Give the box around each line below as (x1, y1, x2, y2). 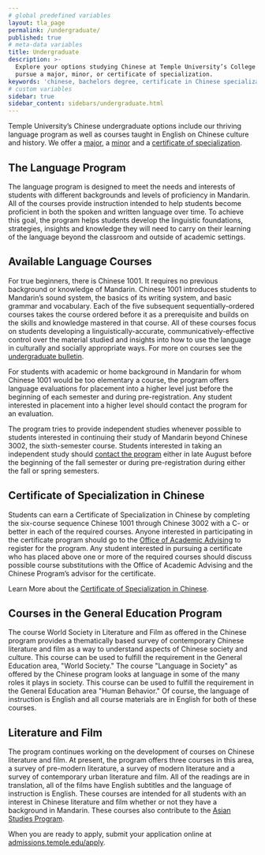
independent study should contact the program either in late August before (8, 449, 252, 459)
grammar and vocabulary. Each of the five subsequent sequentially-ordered (8, 301, 255, 310)
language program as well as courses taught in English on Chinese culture (8, 129, 249, 139)
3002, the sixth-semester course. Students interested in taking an (8, 441, 222, 450)
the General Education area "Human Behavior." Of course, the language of (8, 686, 250, 696)
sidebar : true (8, 92, 55, 100)
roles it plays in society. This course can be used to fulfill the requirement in (8, 678, 255, 688)
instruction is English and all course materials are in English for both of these (8, 695, 257, 704)
